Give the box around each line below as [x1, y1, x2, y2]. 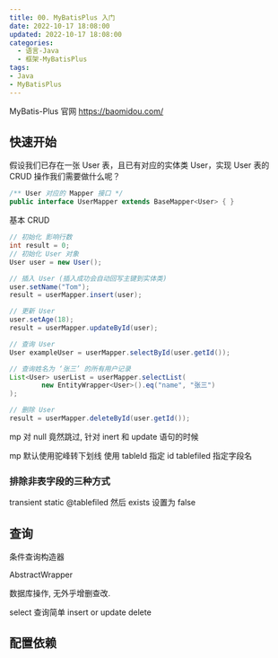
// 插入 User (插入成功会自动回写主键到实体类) [9, 274, 168, 283]
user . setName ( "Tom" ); [9, 282, 91, 292]
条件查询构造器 [9, 551, 65, 562]
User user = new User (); [9, 258, 102, 267]
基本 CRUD [9, 215, 50, 225]
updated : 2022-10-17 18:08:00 [9, 30, 123, 39]
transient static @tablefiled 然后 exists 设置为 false [9, 497, 195, 508]
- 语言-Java [17, 47, 60, 56]
